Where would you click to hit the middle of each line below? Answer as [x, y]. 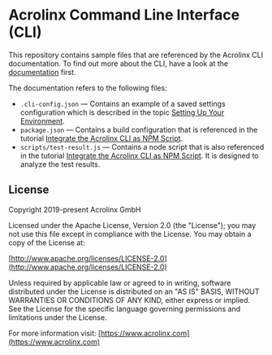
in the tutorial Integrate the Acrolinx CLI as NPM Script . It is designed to [139, 156]
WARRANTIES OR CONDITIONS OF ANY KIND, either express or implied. [129, 300]
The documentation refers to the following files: [88, 88]
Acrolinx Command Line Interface [124, 15]
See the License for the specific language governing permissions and [125, 309]
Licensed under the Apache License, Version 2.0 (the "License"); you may [132, 225]
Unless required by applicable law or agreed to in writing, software [120, 283]
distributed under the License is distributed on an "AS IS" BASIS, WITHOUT [134, 291]
